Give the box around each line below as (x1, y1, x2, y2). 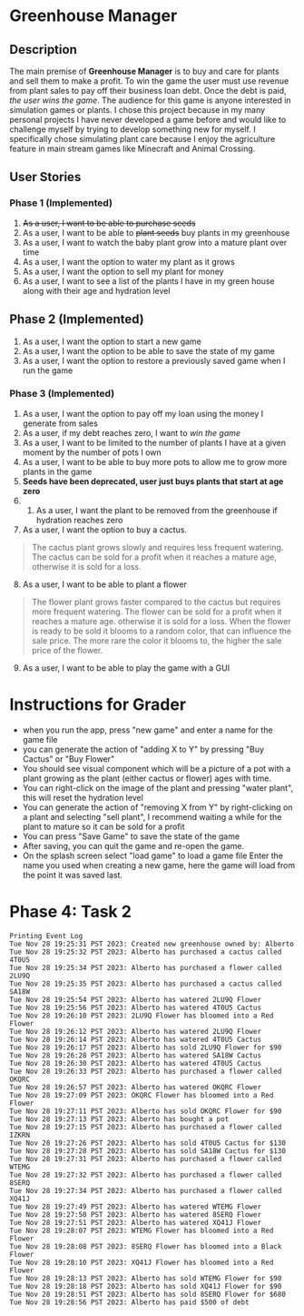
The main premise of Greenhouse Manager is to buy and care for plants (9, 66, 279, 76)
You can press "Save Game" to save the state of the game (22, 830, 240, 842)
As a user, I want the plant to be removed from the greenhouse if (35, 504, 279, 515)
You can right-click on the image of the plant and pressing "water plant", (22, 782, 293, 793)
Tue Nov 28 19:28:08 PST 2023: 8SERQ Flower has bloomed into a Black (9, 1241, 282, 1251)
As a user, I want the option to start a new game (22, 336, 202, 347)
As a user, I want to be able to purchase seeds (22, 218, 196, 228)
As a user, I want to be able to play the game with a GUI (22, 662, 230, 673)
